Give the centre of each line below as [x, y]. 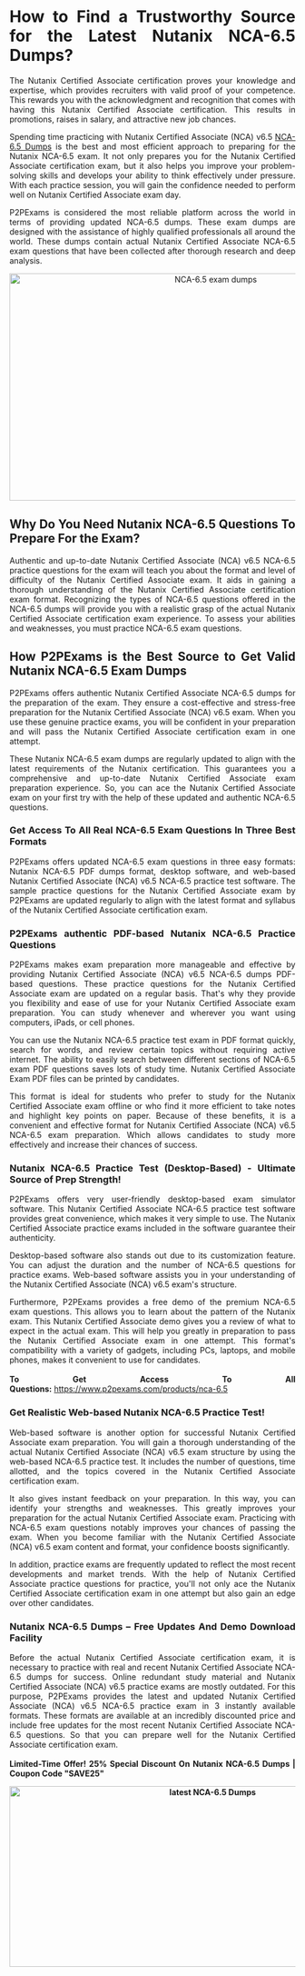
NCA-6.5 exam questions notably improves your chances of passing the [152, 1527]
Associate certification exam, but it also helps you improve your [134, 165]
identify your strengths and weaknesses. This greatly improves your [152, 1508]
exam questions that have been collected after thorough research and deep [152, 251]
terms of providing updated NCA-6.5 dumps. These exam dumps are [152, 222]
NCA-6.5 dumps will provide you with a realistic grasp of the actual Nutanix [152, 609]
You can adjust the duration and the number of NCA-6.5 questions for [152, 1265]
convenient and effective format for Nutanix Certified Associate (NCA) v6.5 [152, 1125]
